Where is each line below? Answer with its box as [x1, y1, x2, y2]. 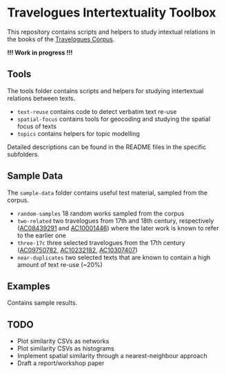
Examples [7, 280, 50, 292]
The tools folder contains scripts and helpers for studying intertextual [7, 86, 204, 95]
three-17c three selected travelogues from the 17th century [17, 238, 185, 246]
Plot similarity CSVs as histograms [17, 344, 115, 353]
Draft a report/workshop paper [17, 359, 105, 367]
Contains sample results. [7, 299, 78, 307]
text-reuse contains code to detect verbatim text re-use [17, 107, 177, 115]
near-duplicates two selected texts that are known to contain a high [17, 253, 211, 262]
